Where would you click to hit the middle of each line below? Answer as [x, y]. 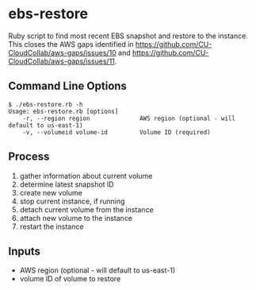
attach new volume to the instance [76, 218]
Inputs [25, 251]
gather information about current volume [86, 176]
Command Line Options [67, 86]
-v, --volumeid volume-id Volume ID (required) [117, 132]
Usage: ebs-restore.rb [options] [63, 111]
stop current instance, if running [72, 201]
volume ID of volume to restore [70, 279]
